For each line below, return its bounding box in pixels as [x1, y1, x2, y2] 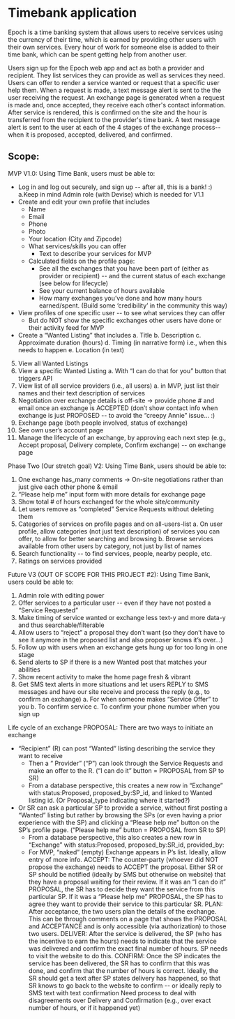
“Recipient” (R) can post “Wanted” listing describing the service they [17, 744, 215, 753]
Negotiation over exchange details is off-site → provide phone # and [17, 396, 215, 405]
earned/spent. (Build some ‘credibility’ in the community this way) [38, 301, 228, 310]
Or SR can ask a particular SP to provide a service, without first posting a [17, 803, 228, 812]
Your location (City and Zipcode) [28, 234, 123, 243]
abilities [17, 665, 40, 674]
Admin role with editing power [17, 591, 105, 599]
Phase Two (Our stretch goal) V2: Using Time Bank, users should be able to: [8, 462, 227, 470]
